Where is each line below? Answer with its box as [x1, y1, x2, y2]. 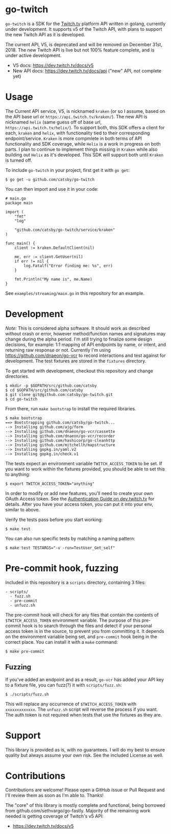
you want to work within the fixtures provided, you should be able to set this [5, 466, 165, 472]
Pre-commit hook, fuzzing [5, 563, 119, 574]
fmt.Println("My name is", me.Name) [14, 276, 93, 282]
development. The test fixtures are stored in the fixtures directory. [5, 358, 146, 364]
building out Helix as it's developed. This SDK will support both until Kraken [5, 151, 164, 157]
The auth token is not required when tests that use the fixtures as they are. [5, 711, 162, 718]
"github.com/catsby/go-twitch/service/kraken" [14, 227, 115, 232]
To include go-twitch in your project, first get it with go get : [5, 167, 130, 173]
